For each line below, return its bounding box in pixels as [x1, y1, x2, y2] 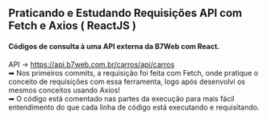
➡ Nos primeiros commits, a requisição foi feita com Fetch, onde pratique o [8, 68, 259, 77]
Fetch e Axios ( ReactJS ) [8, 19, 137, 33]
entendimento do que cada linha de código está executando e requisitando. [8, 102, 260, 112]
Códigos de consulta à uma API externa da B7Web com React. [8, 41, 220, 51]
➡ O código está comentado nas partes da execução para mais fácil [8, 93, 235, 103]
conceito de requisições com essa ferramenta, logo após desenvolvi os [8, 77, 246, 86]
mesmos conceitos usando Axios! [8, 85, 121, 95]
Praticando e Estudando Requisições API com [8, 6, 243, 20]
